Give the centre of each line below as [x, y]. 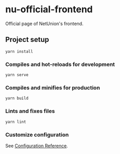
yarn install [19, 51]
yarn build [17, 98]
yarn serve [17, 75]
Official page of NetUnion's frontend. [44, 24]
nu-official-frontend [49, 9]
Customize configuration [37, 135]
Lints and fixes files [30, 111]
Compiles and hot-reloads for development [60, 64]
